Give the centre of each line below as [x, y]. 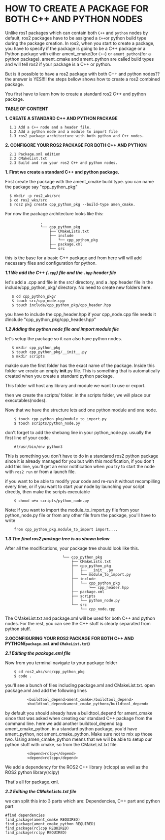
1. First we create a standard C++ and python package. [62, 172]
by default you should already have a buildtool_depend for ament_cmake [79, 713]
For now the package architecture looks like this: [54, 213]
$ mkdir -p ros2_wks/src [35, 196]
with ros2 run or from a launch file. [41, 472]
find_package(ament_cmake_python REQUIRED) [50, 824]
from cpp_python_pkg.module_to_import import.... [66, 529]
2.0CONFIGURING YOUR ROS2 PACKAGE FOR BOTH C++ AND [69, 638]
